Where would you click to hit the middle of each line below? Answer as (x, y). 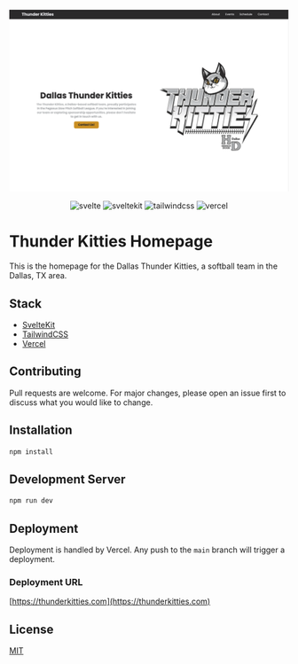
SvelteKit (39, 325)
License (31, 629)
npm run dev (31, 501)
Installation (41, 430)
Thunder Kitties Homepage (111, 242)
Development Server (67, 479)
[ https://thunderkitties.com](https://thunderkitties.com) (110, 602)
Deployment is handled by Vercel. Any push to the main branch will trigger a (147, 550)
